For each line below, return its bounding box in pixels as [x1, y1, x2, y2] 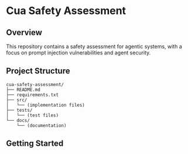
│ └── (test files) [6, 112, 59, 118]
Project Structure [6, 66, 70, 76]
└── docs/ [6, 117, 30, 124]
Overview [6, 28, 43, 37]
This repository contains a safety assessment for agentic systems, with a [6, 43, 183, 50]
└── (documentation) [16, 122, 67, 128]
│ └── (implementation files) [6, 102, 85, 108]
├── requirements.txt [6, 92, 59, 98]
